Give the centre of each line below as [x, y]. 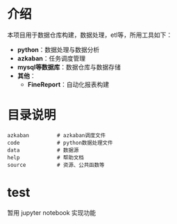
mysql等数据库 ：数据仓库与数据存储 [69, 67]
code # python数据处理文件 [60, 143]
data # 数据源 [43, 150]
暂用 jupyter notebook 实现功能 [52, 212]
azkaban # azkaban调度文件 [57, 135]
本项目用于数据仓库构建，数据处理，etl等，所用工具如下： [90, 35]
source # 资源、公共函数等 [56, 165]
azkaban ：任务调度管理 [51, 58]
